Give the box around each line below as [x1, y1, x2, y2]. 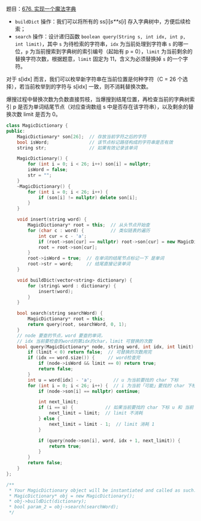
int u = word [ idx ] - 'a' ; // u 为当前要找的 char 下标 [28, 377, 179, 383]
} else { [38, 416, 60, 422]
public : [6, 128, 26, 134]
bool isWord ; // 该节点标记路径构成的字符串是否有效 [17, 139, 173, 145]
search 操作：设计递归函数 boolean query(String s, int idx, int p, [14, 33, 186, 40]
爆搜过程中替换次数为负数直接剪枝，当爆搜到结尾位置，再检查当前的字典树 [6, 96, 190, 103]
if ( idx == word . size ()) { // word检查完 [28, 355, 141, 361]
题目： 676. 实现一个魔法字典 [6, 5, 77, 12]
